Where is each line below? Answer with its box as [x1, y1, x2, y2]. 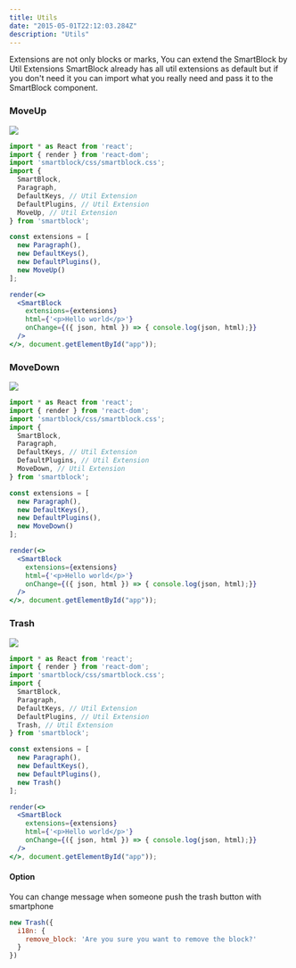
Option [9, 872, 36, 882]
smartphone [9, 900, 54, 911]
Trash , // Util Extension [17, 720, 114, 730]
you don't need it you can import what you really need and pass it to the [9, 73, 274, 84]
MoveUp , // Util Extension [17, 208, 118, 217]
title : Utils [9, 12, 58, 22]
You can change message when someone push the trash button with [9, 891, 262, 902]
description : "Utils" [9, 29, 90, 38]
